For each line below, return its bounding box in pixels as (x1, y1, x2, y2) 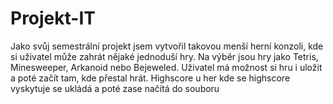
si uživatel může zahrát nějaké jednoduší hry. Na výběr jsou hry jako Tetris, (10, 50, 319, 62)
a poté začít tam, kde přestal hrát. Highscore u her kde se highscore (10, 72, 291, 84)
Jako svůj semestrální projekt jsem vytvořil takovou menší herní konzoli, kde (10, 40, 324, 52)
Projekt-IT (10, 7, 96, 30)
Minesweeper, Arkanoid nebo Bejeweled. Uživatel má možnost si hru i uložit (10, 61, 323, 73)
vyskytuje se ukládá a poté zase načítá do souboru (10, 82, 220, 94)
